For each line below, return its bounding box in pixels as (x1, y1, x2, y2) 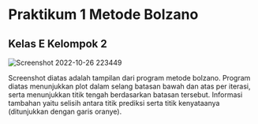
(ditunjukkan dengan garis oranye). (8, 107, 122, 116)
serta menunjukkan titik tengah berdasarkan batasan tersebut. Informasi (8, 90, 243, 100)
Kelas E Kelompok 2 (8, 37, 108, 51)
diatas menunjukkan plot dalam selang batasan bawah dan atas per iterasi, (8, 81, 251, 91)
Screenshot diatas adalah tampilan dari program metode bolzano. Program (8, 73, 251, 82)
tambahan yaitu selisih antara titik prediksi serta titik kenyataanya (8, 99, 220, 107)
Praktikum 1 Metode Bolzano (8, 6, 199, 24)
